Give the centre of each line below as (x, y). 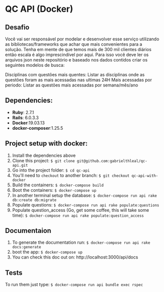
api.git (20, 165)
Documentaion (28, 231)
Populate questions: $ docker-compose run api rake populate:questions (86, 204)
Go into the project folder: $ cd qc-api (51, 170)
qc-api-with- (145, 175)
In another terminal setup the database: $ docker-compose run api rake (84, 195)
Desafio (17, 27)
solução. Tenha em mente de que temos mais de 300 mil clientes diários (78, 49)
